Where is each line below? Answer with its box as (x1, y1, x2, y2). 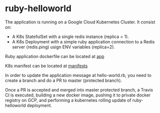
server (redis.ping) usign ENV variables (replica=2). (12, 44, 115, 50)
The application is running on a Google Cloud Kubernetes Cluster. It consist (5, 19, 156, 25)
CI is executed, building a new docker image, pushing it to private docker (5, 92, 151, 98)
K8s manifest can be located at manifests (5, 63, 88, 69)
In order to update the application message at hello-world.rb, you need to (5, 72, 152, 78)
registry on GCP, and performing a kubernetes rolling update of (5, 97, 132, 103)
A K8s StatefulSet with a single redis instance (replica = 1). (12, 34, 129, 39)
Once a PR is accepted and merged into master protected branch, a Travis (5, 87, 153, 93)
